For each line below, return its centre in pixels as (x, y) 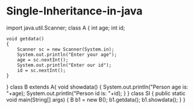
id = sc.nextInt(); (42, 70)
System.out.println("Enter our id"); (64, 65)
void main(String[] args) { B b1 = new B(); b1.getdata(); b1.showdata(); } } (96, 99)
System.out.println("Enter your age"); (67, 54)
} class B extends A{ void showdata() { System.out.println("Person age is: (97, 87)
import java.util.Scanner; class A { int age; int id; (66, 28)
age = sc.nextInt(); (43, 60)
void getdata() (25, 39)
